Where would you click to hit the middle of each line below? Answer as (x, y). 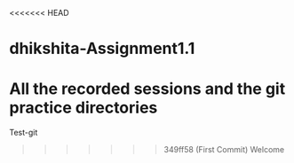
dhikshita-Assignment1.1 (102, 49)
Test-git (24, 133)
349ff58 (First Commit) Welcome (224, 150)
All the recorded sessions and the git (147, 89)
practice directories (83, 108)
